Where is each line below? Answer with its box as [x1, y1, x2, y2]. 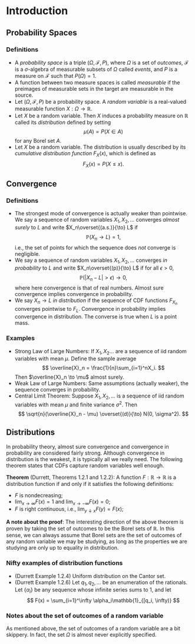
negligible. [14, 250, 40, 257]
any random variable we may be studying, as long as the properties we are [6, 538, 187, 545]
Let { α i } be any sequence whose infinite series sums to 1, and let [14, 586, 172, 595]
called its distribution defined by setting [14, 119, 111, 126]
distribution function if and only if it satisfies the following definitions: [6, 480, 174, 487]
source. [14, 91, 34, 98]
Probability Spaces [6, 28, 78, 38]
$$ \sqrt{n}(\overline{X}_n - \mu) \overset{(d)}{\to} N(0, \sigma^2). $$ [18, 410, 189, 417]
